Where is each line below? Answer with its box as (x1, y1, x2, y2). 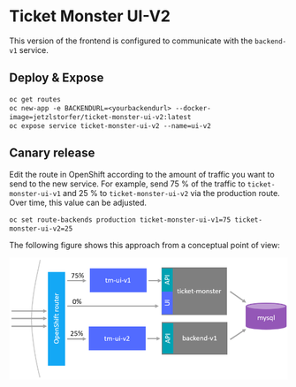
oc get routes (9, 95, 62, 103)
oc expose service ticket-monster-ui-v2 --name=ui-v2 (9, 121, 212, 130)
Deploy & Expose (9, 71, 104, 86)
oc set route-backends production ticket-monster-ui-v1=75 (9, 215, 231, 224)
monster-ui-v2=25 (9, 224, 73, 233)
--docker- (175, 103, 212, 112)
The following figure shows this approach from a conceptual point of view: (9, 239, 280, 250)
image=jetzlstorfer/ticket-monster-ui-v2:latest (9, 112, 192, 121)
